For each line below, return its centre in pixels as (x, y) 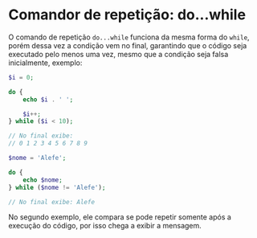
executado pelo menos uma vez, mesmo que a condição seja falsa (118, 54)
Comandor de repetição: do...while (127, 15)
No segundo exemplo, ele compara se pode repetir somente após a (120, 217)
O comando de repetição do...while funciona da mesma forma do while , (129, 37)
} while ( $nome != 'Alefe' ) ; (57, 187)
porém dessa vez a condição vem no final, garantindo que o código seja (128, 45)
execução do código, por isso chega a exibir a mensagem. (105, 226)
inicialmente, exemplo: (45, 63)
